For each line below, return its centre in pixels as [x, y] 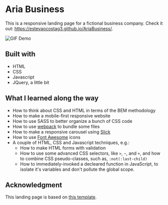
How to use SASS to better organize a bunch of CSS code [72, 121]
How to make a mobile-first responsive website [61, 116]
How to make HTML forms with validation [63, 148]
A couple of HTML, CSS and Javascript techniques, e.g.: [71, 143]
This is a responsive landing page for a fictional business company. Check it [84, 23]
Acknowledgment [34, 185]
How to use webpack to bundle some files [56, 126]
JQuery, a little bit [31, 82]
